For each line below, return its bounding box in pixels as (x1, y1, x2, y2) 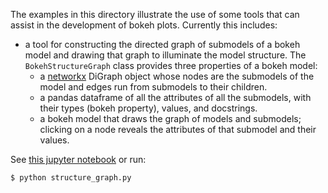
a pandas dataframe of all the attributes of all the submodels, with (39, 92, 312, 103)
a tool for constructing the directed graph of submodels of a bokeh (24, 39, 301, 50)
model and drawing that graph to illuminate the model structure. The (24, 49, 307, 61)
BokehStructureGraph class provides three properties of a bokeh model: (24, 60, 318, 71)
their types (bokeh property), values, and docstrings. (39, 102, 258, 114)
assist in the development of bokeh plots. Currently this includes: (10, 19, 278, 31)
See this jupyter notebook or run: (10, 154, 147, 165)
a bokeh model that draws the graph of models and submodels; (39, 113, 302, 124)
